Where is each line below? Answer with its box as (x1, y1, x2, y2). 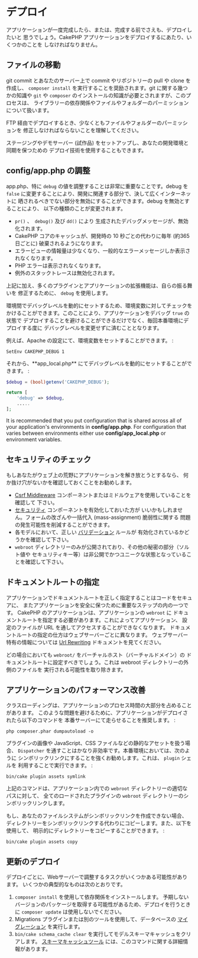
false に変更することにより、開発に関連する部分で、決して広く (6, 190, 160, 197)
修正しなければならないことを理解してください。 (22, 126, 142, 133)
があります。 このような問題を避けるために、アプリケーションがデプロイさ (6, 709, 188, 717)
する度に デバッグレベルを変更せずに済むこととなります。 (21, 324, 163, 331)
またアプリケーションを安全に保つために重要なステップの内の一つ (22, 601, 184, 609)
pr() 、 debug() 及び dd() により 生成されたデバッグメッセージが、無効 (14, 217, 189, 224)
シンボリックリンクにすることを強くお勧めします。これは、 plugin (17, 755, 180, 762)
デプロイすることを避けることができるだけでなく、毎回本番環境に (22, 317, 184, 324)
